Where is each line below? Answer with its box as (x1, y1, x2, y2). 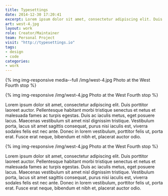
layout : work (5, 26, 33, 31)
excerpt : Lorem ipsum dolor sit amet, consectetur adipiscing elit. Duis (5, 17, 163, 22)
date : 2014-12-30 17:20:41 (5, 12, 62, 17)
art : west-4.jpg (5, 21, 39, 27)
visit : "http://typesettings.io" (5, 40, 75, 45)
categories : (5, 59, 30, 64)
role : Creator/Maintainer (5, 31, 59, 36)
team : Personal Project (5, 36, 55, 41)
